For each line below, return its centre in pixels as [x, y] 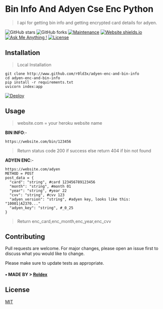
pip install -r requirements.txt [39, 82]
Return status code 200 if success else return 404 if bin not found [84, 150]
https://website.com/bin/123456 [38, 141]
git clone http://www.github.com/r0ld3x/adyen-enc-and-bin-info [72, 74]
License [17, 290]
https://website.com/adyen [33, 169]
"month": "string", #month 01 [40, 186]
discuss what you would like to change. [45, 253]
